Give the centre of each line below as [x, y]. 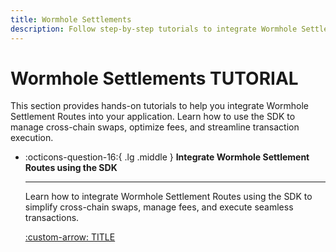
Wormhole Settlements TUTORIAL [154, 78]
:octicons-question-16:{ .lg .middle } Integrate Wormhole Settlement [167, 157]
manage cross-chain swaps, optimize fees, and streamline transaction [155, 127]
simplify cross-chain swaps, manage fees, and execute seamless [159, 207]
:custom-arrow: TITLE [70, 237]
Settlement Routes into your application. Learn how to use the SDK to [153, 117]
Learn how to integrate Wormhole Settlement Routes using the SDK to [168, 197]
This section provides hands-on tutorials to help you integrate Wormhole [160, 106]
